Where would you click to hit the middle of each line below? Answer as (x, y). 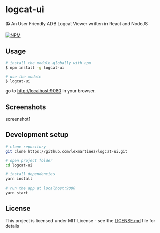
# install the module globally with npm (48, 63)
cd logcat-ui (19, 165)
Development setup (37, 135)
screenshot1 (18, 119)
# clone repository (26, 147)
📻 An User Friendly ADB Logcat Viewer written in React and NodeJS (77, 23)
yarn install (19, 179)
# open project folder (29, 160)
